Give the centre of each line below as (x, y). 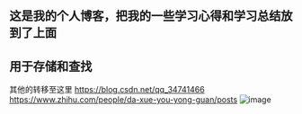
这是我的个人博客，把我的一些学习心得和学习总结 (145, 16)
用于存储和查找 (51, 66)
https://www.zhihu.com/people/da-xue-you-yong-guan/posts (124, 100)
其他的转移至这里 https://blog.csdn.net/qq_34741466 (107, 90)
